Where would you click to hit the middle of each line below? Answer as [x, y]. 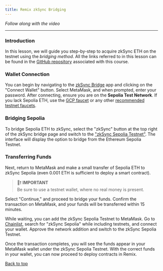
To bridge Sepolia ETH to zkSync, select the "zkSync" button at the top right [81, 129]
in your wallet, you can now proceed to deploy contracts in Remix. [71, 254]
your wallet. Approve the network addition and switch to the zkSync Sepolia [81, 229]
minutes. [14, 209]
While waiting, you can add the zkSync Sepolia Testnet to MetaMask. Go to [80, 219]
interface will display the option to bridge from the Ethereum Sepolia [73, 139]
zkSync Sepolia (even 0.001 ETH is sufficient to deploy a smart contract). [78, 173]
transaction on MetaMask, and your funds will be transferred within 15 [75, 204]
